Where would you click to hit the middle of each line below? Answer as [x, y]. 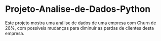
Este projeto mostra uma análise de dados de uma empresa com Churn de [81, 23]
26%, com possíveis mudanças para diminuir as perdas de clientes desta [80, 28]
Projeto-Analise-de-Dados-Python [78, 9]
